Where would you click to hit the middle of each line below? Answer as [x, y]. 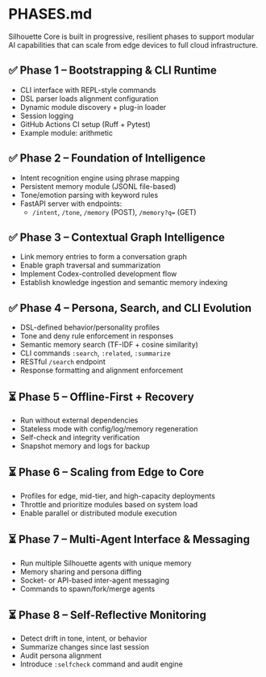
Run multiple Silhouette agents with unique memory [106, 563]
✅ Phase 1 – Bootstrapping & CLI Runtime [113, 71]
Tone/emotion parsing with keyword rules [89, 195]
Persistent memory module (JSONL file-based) [98, 186]
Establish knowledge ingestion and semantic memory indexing [124, 283]
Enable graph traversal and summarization [90, 265]
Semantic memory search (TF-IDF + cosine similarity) [109, 345]
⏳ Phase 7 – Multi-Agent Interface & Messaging [129, 539]
